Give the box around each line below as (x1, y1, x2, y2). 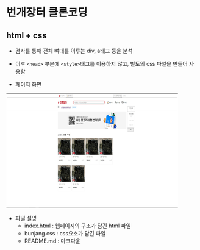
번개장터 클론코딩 (6, 5, 88, 20)
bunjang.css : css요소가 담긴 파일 (24, 230, 106, 237)
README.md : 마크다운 (24, 237, 81, 245)
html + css (6, 30, 47, 40)
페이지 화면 (15, 80, 42, 88)
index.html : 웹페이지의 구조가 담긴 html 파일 (24, 222, 131, 229)
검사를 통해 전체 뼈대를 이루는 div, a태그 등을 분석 (15, 47, 133, 54)
